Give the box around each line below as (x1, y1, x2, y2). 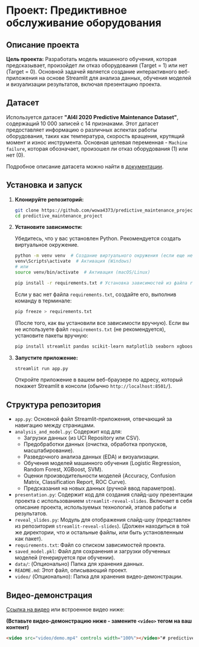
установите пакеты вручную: (14, 332, 89, 339)
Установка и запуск (6, 180, 83, 190)
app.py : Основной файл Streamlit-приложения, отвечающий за (14, 416, 172, 423)
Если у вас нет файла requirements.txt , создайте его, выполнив (14, 291, 176, 298)
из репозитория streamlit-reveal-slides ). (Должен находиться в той (14, 522, 190, 530)
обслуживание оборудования (6, 16, 162, 30)
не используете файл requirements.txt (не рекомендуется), (14, 326, 166, 333)
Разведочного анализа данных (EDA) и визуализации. (23, 453, 160, 460)
